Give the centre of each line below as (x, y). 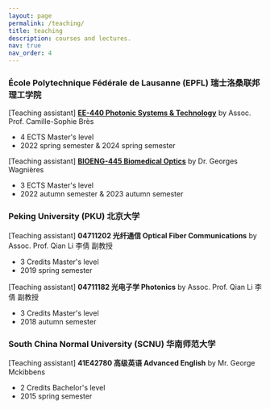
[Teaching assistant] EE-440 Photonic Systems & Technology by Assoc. (130, 113)
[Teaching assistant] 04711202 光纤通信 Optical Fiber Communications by (133, 235)
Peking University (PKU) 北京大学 (74, 217)
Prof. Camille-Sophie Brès (51, 122)
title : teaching (35, 31)
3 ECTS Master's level (57, 185)
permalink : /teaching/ (46, 23)
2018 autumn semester (58, 321)
